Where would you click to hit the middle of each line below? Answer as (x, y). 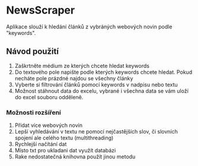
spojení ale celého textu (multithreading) (64, 138)
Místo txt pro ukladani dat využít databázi (65, 151)
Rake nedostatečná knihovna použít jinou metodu (75, 157)
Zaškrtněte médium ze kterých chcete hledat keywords (82, 66)
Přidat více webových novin (49, 125)
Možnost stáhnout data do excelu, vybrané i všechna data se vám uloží (101, 91)
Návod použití (33, 52)
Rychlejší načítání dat (41, 144)
